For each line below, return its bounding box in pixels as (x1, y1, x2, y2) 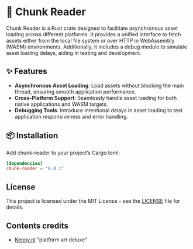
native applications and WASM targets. (14, 101, 108, 108)
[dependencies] (6, 160, 43, 166)
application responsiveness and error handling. (14, 113, 129, 120)
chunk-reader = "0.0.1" (6, 166, 64, 172)
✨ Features (6, 67, 47, 77)
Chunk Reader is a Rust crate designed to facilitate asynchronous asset (6, 25, 178, 32)
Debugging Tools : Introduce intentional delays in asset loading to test (14, 106, 183, 113)
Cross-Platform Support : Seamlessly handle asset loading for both (14, 94, 177, 101)
